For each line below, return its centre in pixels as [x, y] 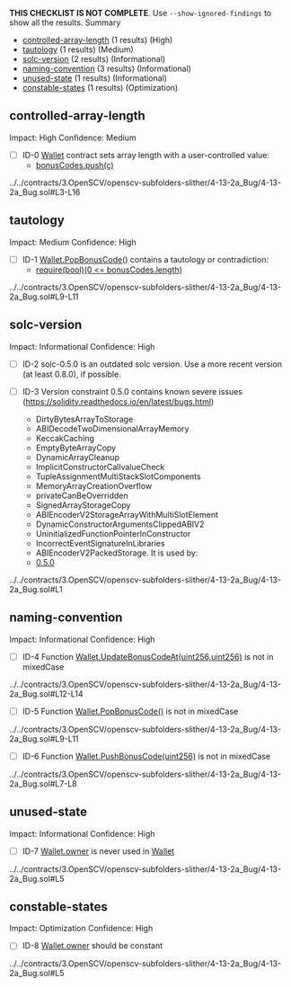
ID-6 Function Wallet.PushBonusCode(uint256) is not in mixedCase [146, 756]
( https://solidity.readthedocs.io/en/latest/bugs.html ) [118, 401]
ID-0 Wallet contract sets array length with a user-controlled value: [145, 155]
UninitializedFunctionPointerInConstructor [113, 533]
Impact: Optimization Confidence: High [81, 929]
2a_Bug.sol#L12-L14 [46, 694]
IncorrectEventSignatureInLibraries [100, 543]
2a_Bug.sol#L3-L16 [45, 191]
